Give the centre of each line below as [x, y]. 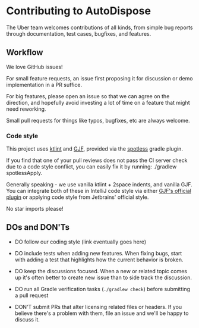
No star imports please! [35, 209]
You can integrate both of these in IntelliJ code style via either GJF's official [99, 191]
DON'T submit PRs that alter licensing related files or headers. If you [98, 307]
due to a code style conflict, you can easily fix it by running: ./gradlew [91, 167]
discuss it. [27, 319]
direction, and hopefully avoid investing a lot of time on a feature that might [98, 102]
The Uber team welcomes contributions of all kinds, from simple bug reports [99, 27]
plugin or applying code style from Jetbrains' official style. [78, 197]
